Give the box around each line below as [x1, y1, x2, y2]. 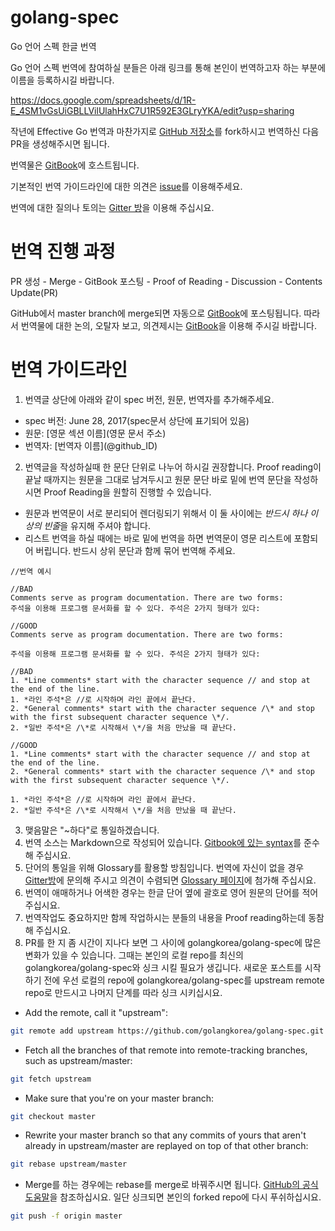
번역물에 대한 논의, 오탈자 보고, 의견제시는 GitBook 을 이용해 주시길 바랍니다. [20, 319, 317, 331]
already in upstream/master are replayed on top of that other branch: [24, 1140, 309, 1152]
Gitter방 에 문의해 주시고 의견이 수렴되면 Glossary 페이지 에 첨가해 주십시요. [24, 874, 317, 886]
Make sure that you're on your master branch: [24, 1092, 215, 1104]
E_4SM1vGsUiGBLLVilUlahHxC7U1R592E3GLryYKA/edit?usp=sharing [10, 104, 295, 116]
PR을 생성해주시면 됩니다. [10, 137, 110, 150]
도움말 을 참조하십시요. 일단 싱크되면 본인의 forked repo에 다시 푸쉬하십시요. [24, 1191, 322, 1203]
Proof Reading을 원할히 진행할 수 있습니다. [43, 486, 212, 498]
